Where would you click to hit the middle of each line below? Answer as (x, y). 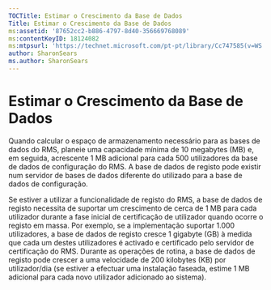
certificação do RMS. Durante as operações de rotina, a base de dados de (132, 251)
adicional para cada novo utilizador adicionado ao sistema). (108, 277)
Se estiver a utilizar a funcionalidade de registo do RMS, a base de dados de (135, 199)
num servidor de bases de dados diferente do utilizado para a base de (125, 175)
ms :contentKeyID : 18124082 (54, 38)
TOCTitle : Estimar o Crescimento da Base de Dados (95, 16)
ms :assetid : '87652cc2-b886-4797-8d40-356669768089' (99, 31)
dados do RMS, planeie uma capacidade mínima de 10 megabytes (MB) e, (131, 149)
